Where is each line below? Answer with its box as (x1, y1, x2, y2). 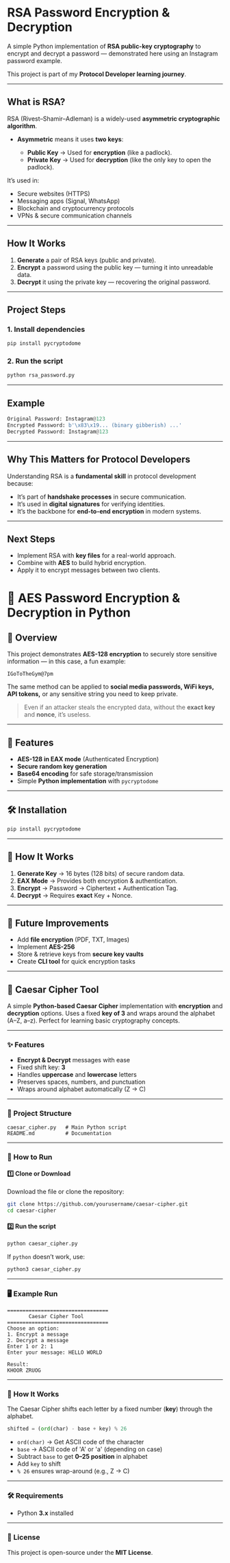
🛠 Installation (7, 804, 67, 815)
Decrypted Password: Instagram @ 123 (7, 428, 109, 435)
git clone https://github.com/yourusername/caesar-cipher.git (7, 1201, 188, 1208)
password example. (7, 56, 63, 64)
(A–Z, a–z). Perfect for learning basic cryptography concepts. (7, 1016, 180, 1025)
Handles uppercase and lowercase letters (16, 1070, 137, 1078)
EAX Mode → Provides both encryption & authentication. (16, 876, 178, 885)
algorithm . (7, 121, 38, 130)
